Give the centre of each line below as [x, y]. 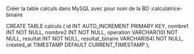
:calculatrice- [166, 9]
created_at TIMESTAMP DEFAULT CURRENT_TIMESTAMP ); [78, 45]
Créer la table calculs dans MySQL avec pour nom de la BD [78, 9]
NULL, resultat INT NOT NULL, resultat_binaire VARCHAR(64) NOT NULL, [95, 38]
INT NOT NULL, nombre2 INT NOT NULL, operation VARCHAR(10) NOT [92, 32]
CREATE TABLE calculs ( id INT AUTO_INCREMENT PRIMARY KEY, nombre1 [97, 26]
